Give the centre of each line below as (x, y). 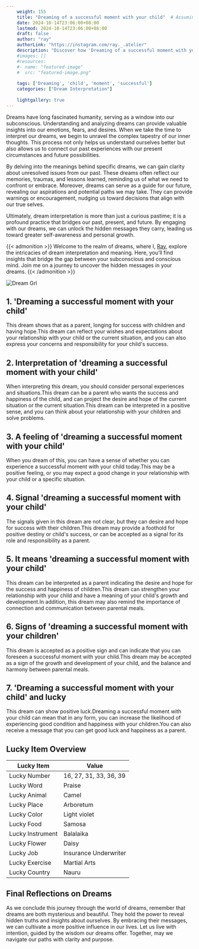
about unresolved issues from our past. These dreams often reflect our (93, 172)
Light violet (79, 815)
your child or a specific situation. (46, 480)
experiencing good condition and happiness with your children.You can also (99, 724)
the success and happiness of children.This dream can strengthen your (93, 589)
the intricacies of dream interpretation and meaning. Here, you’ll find (90, 253)
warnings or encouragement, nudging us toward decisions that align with (95, 198)
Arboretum (78, 805)
